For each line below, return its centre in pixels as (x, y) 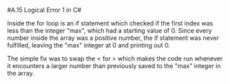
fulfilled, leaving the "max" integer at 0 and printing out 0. (89, 45)
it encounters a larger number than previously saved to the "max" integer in (114, 66)
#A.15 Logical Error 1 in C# (44, 10)
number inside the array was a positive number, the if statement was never (113, 38)
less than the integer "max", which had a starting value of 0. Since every (109, 31)
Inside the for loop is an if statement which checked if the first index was (110, 23)
